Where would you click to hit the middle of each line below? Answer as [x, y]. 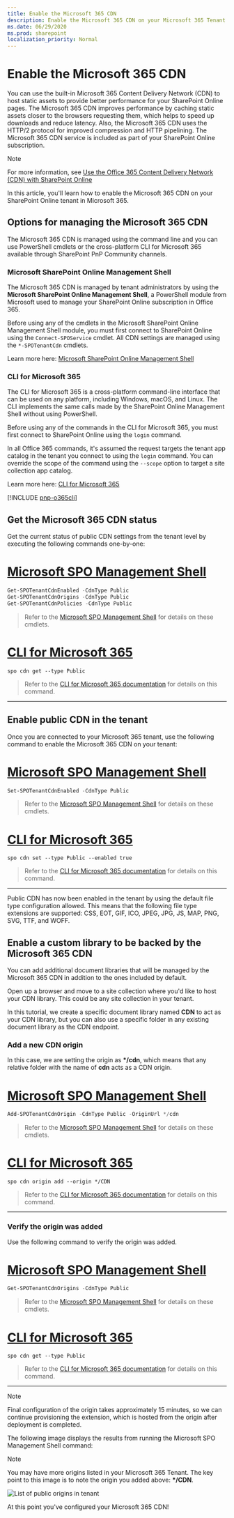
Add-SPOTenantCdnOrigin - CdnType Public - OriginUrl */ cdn [93, 1114]
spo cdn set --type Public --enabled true [70, 858]
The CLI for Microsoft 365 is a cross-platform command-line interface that [114, 392]
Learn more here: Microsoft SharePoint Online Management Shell [101, 359]
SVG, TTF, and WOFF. [39, 921]
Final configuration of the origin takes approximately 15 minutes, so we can [115, 1410]
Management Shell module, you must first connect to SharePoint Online [110, 330]
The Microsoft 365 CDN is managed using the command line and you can [112, 239]
